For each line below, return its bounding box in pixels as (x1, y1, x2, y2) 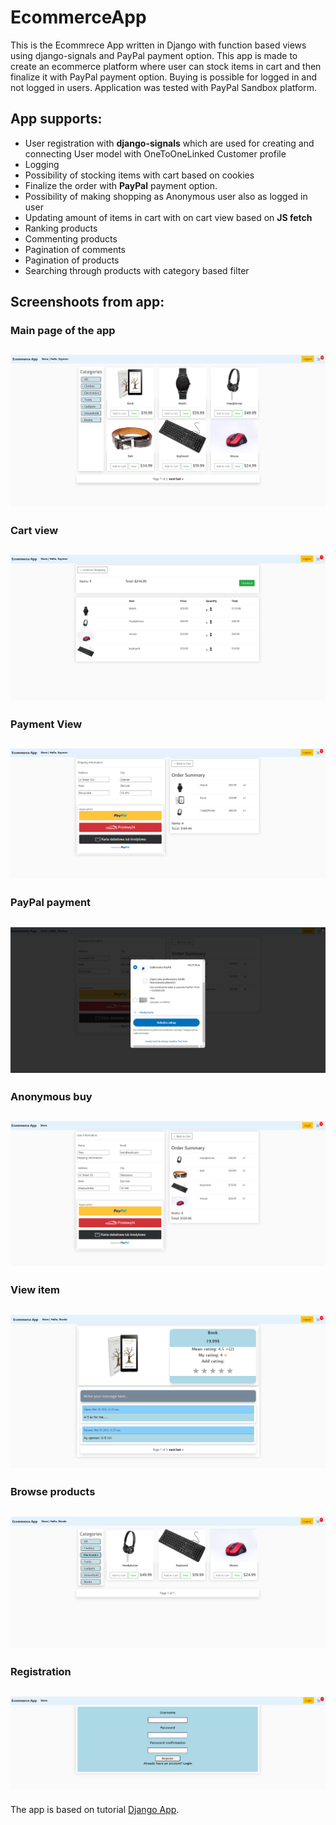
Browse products (10, 1485, 96, 1499)
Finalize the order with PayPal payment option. (24, 179, 218, 191)
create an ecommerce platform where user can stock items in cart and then (10, 60, 322, 72)
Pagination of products (24, 254, 120, 266)
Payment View (10, 717, 83, 731)
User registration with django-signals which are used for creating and (24, 137, 315, 149)
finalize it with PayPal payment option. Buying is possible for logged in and (10, 71, 318, 83)
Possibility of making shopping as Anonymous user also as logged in (24, 190, 308, 202)
